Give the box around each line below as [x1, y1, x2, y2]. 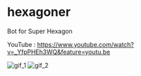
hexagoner [7, 4, 71, 20]
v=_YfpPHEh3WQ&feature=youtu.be [7, 48, 111, 56]
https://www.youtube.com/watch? [37, 40, 135, 48]
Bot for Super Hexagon [7, 27, 73, 35]
